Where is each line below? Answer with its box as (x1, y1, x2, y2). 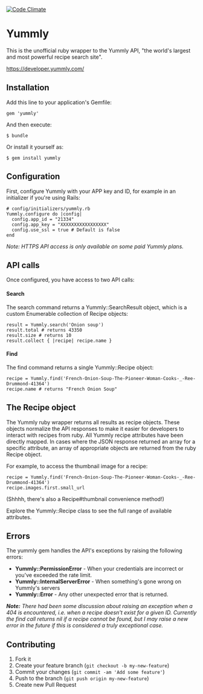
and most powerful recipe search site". (6, 53, 103, 61)
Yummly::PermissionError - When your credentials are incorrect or (14, 565, 184, 572)
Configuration (6, 171, 60, 182)
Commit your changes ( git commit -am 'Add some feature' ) (14, 669, 165, 676)
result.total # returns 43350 (6, 327, 83, 333)
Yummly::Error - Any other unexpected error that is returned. (14, 591, 169, 598)
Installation (6, 82, 50, 93)
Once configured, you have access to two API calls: (6, 276, 135, 284)
